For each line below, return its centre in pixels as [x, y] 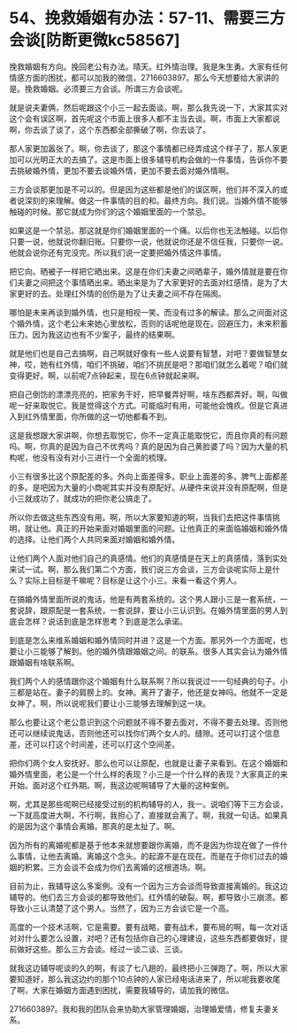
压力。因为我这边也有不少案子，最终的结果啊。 [94, 334]
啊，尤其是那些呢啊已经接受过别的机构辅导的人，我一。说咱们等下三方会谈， [148, 804]
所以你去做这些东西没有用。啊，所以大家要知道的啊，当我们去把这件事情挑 [145, 517]
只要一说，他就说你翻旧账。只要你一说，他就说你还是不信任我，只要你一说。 [148, 241]
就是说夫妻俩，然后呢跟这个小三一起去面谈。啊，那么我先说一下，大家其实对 [148, 107]
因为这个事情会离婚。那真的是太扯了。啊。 [102, 826]
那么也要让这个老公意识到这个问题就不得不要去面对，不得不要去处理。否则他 [148, 722]
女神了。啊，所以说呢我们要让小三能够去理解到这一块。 [110, 703]
